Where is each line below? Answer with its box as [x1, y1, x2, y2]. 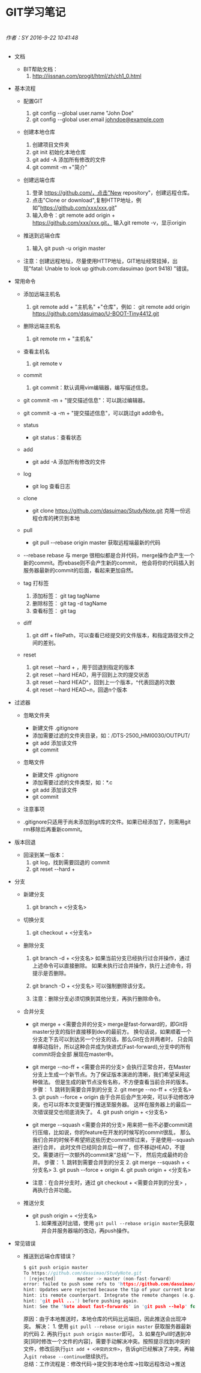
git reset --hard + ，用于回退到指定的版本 [32, 663, 134, 670]
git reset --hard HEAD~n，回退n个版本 [32, 686, 128, 693]
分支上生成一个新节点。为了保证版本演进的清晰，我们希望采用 [32, 1070, 185, 1078]
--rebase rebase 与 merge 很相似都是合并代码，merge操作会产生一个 [23, 551, 195, 559]
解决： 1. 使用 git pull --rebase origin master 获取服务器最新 [35, 1323, 191, 1330]
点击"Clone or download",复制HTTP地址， [32, 196, 136, 204]
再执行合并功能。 [32, 1186, 75, 1193]
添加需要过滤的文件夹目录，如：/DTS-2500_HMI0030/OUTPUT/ [32, 732, 190, 739]
